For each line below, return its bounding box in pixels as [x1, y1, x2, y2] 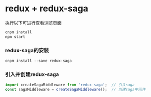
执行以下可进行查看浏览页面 [5, 20, 62, 26]
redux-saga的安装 [5, 47, 49, 54]
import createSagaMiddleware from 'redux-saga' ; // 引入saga [5, 82, 135, 88]
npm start [5, 34, 26, 39]
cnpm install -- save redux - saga [5, 58, 72, 63]
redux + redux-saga [5, 3, 89, 14]
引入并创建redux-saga [5, 71, 59, 78]
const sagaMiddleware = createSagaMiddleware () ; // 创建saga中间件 [5, 87, 146, 92]
